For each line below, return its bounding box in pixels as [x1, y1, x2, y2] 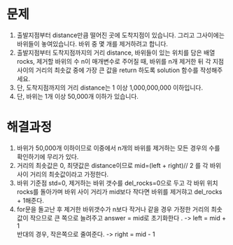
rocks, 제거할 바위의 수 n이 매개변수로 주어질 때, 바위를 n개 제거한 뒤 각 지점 [16, 57, 225, 65]
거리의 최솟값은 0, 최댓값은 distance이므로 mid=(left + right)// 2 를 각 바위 [16, 161, 222, 169]
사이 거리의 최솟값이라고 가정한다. [16, 169, 109, 178]
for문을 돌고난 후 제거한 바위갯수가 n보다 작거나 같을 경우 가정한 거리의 [16, 204, 210, 213]
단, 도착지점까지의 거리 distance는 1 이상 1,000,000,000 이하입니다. [16, 83, 204, 92]
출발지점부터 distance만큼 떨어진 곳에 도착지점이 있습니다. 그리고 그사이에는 [16, 31, 225, 39]
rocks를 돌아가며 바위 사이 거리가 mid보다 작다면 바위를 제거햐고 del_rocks [16, 187, 223, 196]
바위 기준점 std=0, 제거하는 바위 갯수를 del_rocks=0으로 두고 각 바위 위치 [16, 178, 218, 187]
